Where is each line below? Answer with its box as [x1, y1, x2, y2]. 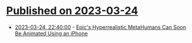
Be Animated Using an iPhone [14, 29, 88, 37]
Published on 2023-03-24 [6, 4, 139, 18]
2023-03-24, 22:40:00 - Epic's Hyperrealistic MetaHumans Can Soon [14, 24, 186, 31]
